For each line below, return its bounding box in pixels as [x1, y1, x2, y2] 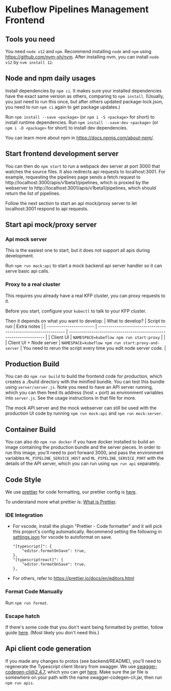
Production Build [5, 360, 60, 368]
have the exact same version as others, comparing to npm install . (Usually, [5, 93, 164, 99]
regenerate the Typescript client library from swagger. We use [5, 663, 136, 670]
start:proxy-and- [123, 340, 160, 346]
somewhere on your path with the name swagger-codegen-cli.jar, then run [5, 674, 162, 680]
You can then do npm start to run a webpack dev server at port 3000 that [5, 163, 160, 169]
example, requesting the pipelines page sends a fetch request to [5, 174, 141, 180]
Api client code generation [5, 644, 91, 653]
